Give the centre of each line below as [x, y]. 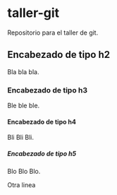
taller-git [33, 13]
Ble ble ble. [24, 106]
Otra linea [21, 185]
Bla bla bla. [23, 71]
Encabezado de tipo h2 [59, 55]
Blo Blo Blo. [24, 172]
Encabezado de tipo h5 [42, 153]
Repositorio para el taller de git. [53, 32]
